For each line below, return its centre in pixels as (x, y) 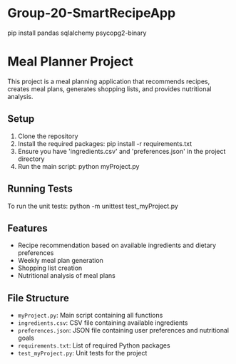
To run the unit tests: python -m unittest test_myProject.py (93, 206)
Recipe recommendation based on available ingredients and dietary (117, 245)
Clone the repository (48, 136)
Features (27, 228)
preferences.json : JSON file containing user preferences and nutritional (123, 331)
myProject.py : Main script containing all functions (90, 316)
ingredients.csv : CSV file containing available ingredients (103, 323)
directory (31, 159)
